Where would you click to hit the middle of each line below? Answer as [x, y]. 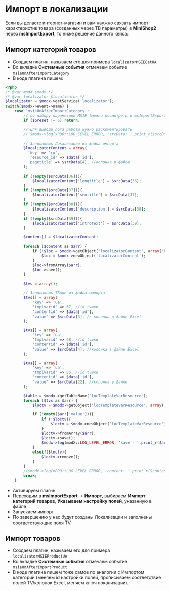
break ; [30, 476]
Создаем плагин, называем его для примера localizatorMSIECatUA [84, 62]
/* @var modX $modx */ [29, 92]
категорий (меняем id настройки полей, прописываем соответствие [87, 578]
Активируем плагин [34, 490]
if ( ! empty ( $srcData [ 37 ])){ [53, 190]
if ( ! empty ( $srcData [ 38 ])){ [53, 204]
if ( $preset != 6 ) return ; [52, 120]
